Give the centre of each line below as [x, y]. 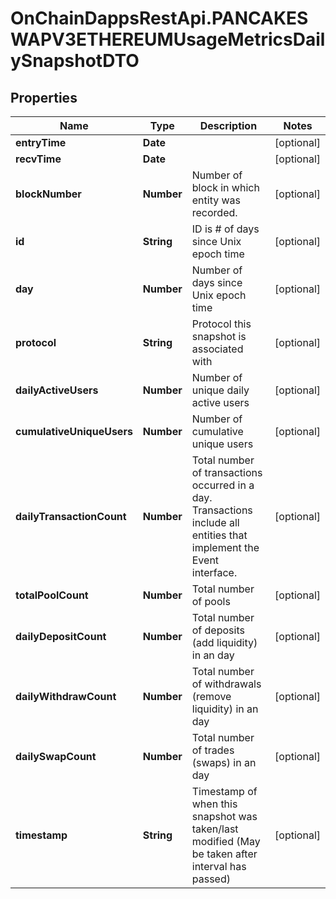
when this [214, 804]
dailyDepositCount [61, 636]
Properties [44, 97]
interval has [219, 866]
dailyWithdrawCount [66, 696]
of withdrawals [226, 684]
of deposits [218, 630]
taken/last [215, 829]
